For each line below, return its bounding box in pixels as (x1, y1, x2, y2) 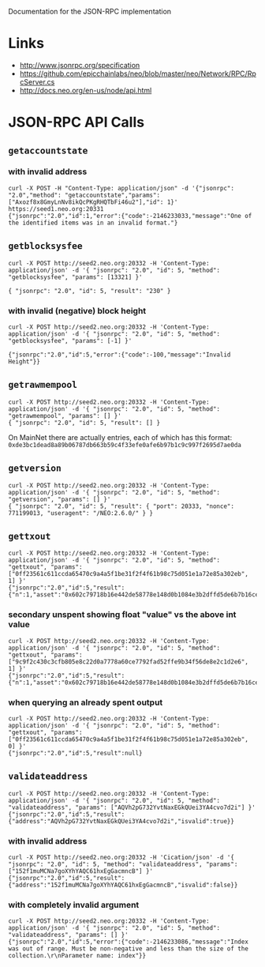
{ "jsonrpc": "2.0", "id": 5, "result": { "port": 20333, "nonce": (8, 502, 235, 510)
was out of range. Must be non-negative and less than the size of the (8, 945, 248, 953)
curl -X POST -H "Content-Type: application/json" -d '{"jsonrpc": (8, 184, 235, 192)
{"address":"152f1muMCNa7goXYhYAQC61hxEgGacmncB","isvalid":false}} (8, 881, 238, 890)
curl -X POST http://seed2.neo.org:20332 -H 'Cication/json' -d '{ (8, 853, 235, 862)
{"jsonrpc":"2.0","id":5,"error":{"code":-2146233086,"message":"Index (8, 938, 248, 946)
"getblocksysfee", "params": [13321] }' (8, 273, 144, 281)
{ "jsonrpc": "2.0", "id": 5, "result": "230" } (8, 287, 171, 295)
